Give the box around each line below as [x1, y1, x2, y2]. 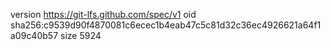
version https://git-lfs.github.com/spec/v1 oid [10, 9, 197, 20]
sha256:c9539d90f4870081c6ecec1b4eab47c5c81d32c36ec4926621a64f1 [10, 19, 322, 31]
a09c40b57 [10, 30, 59, 41]
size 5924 [59, 30, 102, 41]
